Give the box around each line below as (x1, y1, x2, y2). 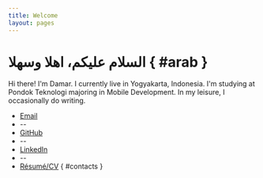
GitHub (19, 128, 43, 138)
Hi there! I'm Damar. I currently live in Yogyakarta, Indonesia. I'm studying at (8, 79, 255, 89)
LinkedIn (19, 145, 48, 154)
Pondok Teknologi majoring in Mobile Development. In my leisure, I (8, 88, 225, 97)
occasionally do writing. (8, 96, 86, 105)
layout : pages (8, 19, 55, 27)
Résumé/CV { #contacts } (19, 161, 103, 171)
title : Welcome (8, 11, 58, 20)
